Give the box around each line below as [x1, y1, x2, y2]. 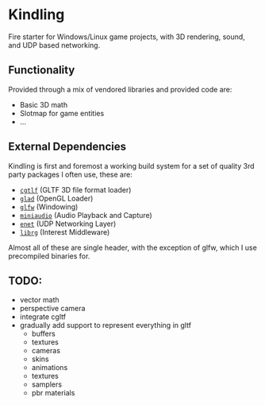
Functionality [8, 64, 75, 77]
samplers [31, 380, 62, 389]
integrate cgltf [19, 312, 66, 321]
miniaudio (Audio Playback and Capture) [19, 210, 152, 220]
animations [31, 363, 68, 372]
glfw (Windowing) [19, 201, 79, 212]
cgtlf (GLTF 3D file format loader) [19, 185, 132, 194]
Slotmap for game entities [19, 108, 105, 118]
